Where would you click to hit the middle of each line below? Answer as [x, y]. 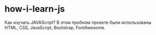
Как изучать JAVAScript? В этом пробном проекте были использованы [78, 22]
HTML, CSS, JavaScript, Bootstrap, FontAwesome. [55, 27]
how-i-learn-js [35, 9]
